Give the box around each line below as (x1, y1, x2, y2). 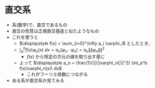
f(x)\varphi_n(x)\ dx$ (19, 65, 62, 72)
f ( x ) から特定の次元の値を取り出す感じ (26, 54, 105, 60)
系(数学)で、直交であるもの (11, 22, 68, 28)
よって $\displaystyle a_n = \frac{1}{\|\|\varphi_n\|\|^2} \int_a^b (19, 60, 148, 66)
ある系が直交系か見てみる (11, 78, 65, 84)
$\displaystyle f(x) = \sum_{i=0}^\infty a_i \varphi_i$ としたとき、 (19, 40, 153, 46)
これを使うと (11, 34, 38, 40)
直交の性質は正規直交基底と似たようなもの (11, 28, 99, 34)
